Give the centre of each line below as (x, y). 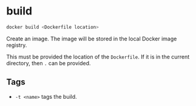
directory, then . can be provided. (49, 63)
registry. (17, 45)
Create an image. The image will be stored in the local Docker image (92, 39)
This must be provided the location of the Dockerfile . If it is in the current (98, 57)
